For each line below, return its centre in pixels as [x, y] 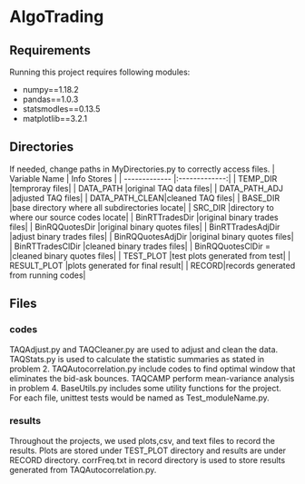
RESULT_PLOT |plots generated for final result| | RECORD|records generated [152, 265]
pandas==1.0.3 [50, 99]
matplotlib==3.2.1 [55, 119]
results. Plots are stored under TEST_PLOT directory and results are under [148, 450]
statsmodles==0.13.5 [61, 109]
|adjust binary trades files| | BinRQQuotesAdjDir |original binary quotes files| [152, 236]
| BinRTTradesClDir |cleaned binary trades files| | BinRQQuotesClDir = [140, 246]
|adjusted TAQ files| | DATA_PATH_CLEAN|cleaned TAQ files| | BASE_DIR [144, 198]
